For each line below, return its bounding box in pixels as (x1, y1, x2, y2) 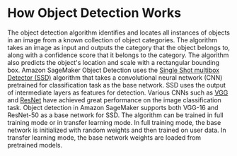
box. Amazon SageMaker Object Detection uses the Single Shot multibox (7, 66, 220, 74)
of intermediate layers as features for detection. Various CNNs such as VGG (7, 88, 229, 97)
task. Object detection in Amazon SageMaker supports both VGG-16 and (7, 103, 219, 112)
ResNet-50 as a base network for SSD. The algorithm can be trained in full (7, 111, 224, 119)
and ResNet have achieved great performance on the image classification (7, 95, 221, 104)
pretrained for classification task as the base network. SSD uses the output (7, 80, 226, 89)
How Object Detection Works (7, 5, 182, 21)
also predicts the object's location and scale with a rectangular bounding (7, 58, 220, 66)
